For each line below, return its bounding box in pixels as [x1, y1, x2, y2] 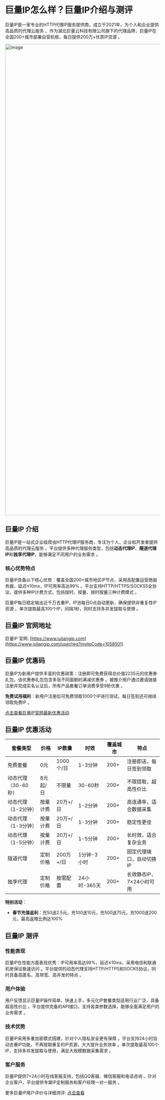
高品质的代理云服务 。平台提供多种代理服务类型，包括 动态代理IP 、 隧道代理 [5, 545, 157, 551]
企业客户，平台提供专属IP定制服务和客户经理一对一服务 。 [5, 1079, 122, 1085]
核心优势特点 [5, 565, 36, 572]
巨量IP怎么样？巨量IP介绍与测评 [5, 4, 134, 16]
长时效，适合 [127, 832, 157, 839]
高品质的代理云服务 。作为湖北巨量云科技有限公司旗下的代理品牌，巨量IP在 [5, 27, 157, 33]
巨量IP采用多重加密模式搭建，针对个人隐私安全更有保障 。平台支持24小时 [5, 1035, 153, 1041]
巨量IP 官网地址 [5, 622, 52, 630]
